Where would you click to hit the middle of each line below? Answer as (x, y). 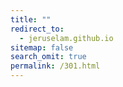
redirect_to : (37, 29)
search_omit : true (48, 57)
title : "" (31, 19)
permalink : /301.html (55, 66)
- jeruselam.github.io (66, 38)
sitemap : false (42, 47)
